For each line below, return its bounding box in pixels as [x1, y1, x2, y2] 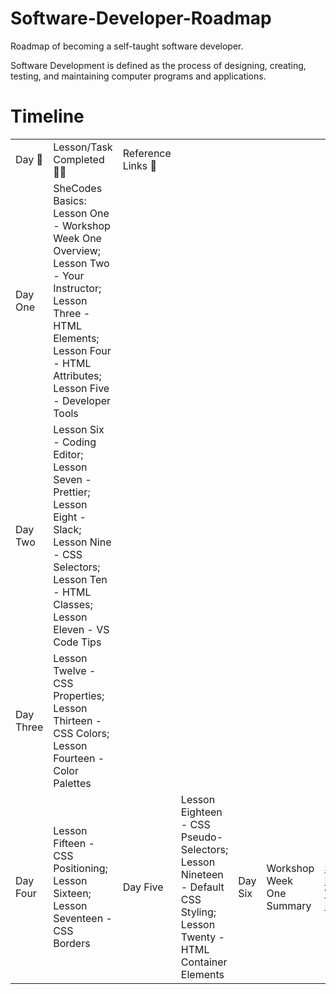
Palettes [53, 776, 92, 790]
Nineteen [180, 867, 224, 881]
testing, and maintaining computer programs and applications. [10, 70, 267, 82]
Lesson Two [53, 256, 110, 270]
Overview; [53, 243, 102, 257]
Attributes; [53, 368, 102, 382]
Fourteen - [53, 751, 105, 765]
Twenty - [180, 930, 225, 944]
